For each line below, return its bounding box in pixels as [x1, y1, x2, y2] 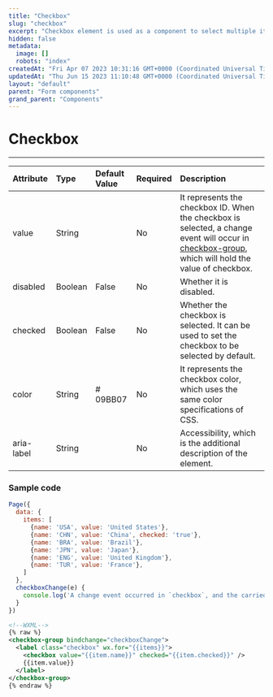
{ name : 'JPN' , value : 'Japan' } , [29, 546, 140, 554]
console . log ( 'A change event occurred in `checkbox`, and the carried [23, 591, 267, 600]
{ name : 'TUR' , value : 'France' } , [29, 561, 144, 569]
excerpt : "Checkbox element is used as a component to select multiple [8, 27, 256, 35]
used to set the [180, 330, 237, 341]
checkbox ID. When [180, 202, 254, 214]
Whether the [180, 300, 227, 311]
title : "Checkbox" [8, 11, 71, 20]
